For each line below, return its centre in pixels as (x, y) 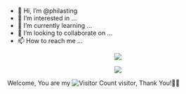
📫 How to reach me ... (50, 41)
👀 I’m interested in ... (47, 18)
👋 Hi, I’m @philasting (47, 11)
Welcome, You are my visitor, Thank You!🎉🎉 (94, 83)
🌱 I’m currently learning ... (55, 25)
